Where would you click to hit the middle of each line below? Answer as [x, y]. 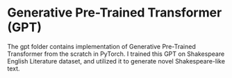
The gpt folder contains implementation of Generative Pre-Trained [101, 46]
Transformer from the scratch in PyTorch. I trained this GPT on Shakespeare [116, 54]
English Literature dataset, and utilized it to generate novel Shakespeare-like [116, 61]
